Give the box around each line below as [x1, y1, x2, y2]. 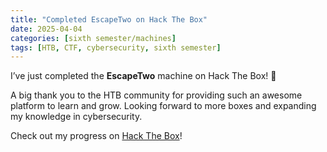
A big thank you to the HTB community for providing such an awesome [10, 89, 303, 101]
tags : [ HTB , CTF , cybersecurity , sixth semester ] [10, 42, 222, 53]
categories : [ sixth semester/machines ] [10, 33, 177, 43]
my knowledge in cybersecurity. [10, 111, 143, 123]
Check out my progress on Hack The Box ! [10, 130, 183, 142]
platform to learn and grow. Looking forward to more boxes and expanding [10, 100, 317, 112]
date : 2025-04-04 [10, 24, 83, 34]
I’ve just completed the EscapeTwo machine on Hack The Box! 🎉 [10, 70, 277, 82]
